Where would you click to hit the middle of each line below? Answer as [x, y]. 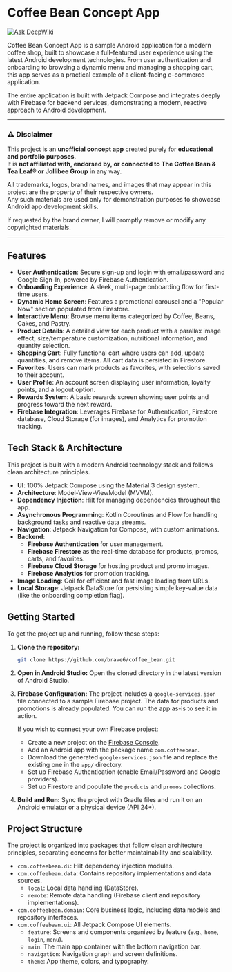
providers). [43, 779]
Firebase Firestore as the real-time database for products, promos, [123, 551]
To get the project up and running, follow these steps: [84, 634]
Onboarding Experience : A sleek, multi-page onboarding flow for [110, 287]
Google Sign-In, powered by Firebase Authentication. [93, 280]
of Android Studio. [43, 680]
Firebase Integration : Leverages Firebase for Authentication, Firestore [117, 411]
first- [212, 287]
